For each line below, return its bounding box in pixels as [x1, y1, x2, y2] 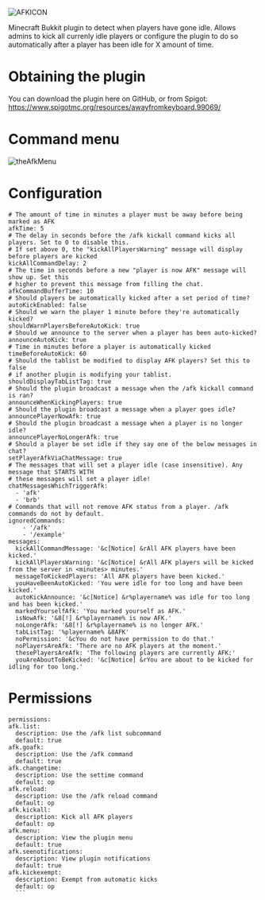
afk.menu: [8, 827, 41, 835]
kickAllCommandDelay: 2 [8, 259, 87, 267]
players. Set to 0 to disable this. [8, 239, 129, 246]
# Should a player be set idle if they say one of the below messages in [8, 440, 258, 448]
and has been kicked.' [8, 600, 83, 608]
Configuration [8, 184, 103, 203]
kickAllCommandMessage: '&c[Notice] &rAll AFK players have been [15, 545, 236, 553]
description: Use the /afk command [15, 750, 133, 758]
